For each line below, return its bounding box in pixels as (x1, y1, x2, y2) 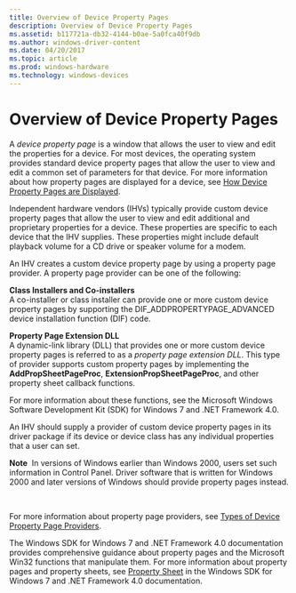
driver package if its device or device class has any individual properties (9, 430, 274, 441)
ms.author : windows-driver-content (9, 37, 141, 47)
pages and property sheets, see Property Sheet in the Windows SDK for (9, 565, 273, 576)
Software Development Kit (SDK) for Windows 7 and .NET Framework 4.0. (9, 404, 280, 414)
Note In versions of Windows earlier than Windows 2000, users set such (9, 457, 277, 468)
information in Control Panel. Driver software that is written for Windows (9, 467, 274, 477)
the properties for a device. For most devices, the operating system (9, 148, 256, 158)
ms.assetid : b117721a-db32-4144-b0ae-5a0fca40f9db (9, 29, 201, 38)
